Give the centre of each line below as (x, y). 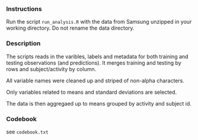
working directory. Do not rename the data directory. (70, 28)
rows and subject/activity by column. (51, 69)
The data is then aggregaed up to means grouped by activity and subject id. (99, 103)
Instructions (24, 9)
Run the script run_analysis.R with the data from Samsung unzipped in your (99, 22)
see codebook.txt (27, 132)
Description (23, 43)
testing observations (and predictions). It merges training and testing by (94, 63)
